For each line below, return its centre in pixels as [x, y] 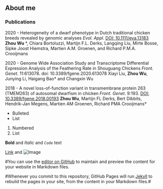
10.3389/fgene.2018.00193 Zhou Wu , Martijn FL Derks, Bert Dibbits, [73, 98]
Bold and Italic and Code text [34, 142]
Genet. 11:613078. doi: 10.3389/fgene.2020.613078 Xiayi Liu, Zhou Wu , [76, 73]
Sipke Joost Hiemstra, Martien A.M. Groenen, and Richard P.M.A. [70, 48]
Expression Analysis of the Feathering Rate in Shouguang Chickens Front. [79, 68]
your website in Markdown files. [37, 166]
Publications [20, 22]
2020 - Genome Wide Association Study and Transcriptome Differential [77, 63]
